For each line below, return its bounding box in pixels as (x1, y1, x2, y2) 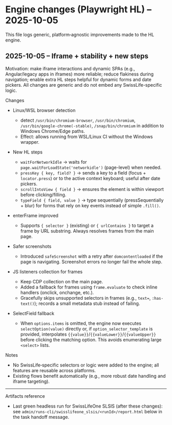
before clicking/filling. (20, 191, 67, 198)
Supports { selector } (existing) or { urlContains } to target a (20, 222, 154, 228)
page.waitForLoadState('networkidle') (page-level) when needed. (20, 164, 162, 170)
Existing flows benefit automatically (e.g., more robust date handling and (12, 373, 166, 379)
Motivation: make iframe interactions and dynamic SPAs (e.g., (5, 65, 135, 71)
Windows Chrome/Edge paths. (20, 128, 85, 134)
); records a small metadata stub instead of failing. (34, 300, 140, 306)
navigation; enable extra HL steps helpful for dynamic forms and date (5, 76, 152, 83)
